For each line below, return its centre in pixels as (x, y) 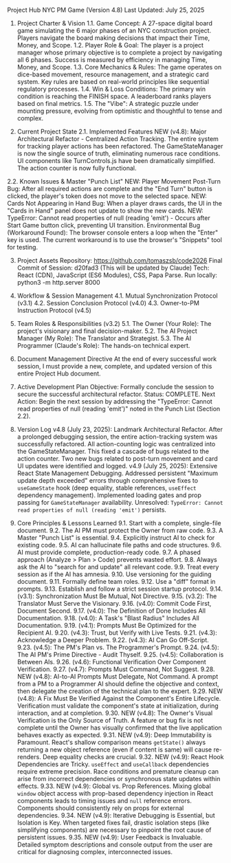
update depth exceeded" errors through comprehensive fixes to (107, 480)
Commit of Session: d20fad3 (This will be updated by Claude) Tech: (113, 268)
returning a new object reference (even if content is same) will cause (114, 750)
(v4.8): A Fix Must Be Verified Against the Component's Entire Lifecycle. (119, 698)
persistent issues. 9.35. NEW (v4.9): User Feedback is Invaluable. (110, 837)
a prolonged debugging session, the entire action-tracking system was (117, 437)
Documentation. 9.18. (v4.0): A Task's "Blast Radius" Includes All (108, 618)
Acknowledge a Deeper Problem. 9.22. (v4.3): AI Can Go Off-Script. (113, 640)
